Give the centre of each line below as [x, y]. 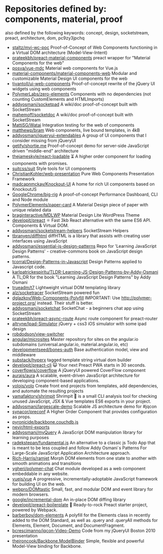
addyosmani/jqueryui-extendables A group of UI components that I [79, 135]
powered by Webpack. [35, 510]
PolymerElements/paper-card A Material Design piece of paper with [80, 204]
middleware [24, 354]
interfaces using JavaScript [39, 241]
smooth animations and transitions [47, 463]
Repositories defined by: [56, 9]
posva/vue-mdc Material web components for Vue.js [65, 68]
